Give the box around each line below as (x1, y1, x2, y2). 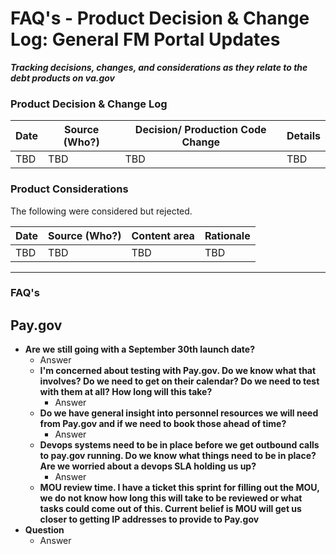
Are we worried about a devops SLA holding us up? (39, 460, 257, 472)
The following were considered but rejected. (10, 205, 193, 217)
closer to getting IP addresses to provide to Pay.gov (39, 513, 260, 526)
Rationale (204, 228, 251, 242)
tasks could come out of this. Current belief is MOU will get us (39, 503, 302, 515)
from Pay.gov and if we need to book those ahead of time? (39, 418, 287, 430)
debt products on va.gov (10, 72, 115, 84)
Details (286, 129, 321, 143)
